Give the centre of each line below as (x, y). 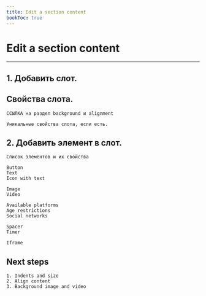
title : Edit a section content (46, 12)
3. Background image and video (46, 287)
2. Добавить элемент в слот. (64, 143)
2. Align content (29, 281)
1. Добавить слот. (42, 78)
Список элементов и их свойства (48, 157)
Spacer (15, 227)
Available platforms (33, 205)
